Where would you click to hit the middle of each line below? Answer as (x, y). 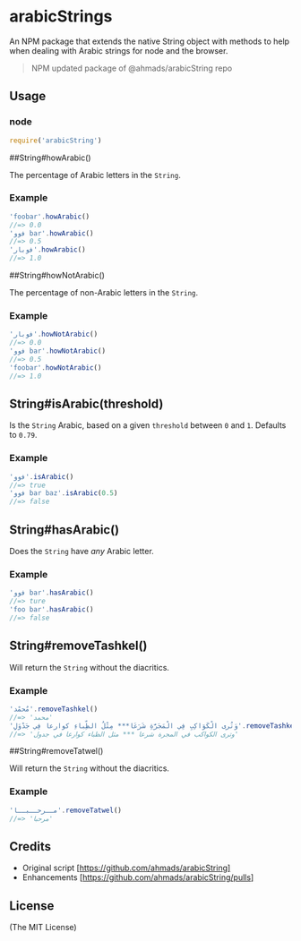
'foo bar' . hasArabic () (52, 610)
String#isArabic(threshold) (86, 403)
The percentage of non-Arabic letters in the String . (104, 293)
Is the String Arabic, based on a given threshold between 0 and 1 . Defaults (148, 425)
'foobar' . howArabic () (50, 217)
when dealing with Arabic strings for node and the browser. (119, 50)
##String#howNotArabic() (57, 276)
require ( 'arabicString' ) (56, 141)
